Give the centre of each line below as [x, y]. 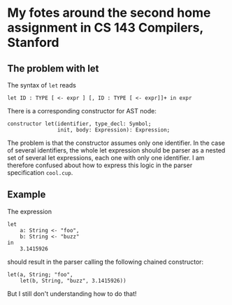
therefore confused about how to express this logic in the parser [100, 165]
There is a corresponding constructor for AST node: [82, 111]
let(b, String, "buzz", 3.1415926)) [73, 281]
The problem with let [53, 68]
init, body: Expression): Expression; [114, 130]
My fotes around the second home [109, 13]
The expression [30, 211]
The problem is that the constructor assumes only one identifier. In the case [116, 143]
